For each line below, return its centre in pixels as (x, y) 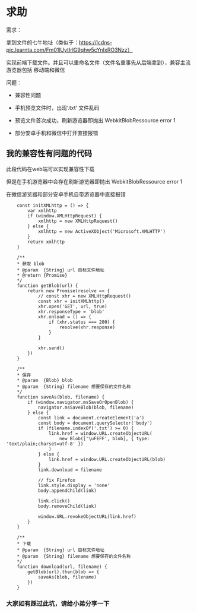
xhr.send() (51, 348)
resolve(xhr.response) (87, 327)
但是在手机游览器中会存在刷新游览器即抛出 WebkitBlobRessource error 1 (94, 181)
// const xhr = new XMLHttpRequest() (85, 296)
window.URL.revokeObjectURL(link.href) (87, 516)
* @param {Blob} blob (45, 380)
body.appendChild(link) (67, 491)
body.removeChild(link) (67, 506)
